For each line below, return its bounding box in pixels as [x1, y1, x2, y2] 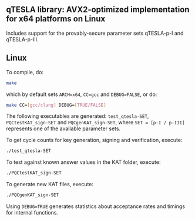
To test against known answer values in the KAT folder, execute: [6, 159, 161, 166]
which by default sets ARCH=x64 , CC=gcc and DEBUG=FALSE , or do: [6, 91, 157, 98]
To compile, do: [6, 68, 44, 75]
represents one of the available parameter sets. [6, 125, 121, 132]
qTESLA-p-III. [6, 35, 39, 43]
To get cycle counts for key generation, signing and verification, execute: [6, 137, 183, 144]
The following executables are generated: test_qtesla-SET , [6, 113, 149, 120]
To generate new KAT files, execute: [6, 181, 94, 188]
